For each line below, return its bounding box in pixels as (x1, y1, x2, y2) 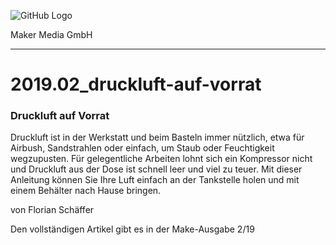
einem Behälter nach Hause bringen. (10, 185, 162, 197)
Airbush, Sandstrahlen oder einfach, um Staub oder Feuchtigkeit (10, 142, 275, 154)
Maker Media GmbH (10, 29, 93, 40)
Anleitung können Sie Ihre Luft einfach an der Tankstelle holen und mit (10, 174, 300, 186)
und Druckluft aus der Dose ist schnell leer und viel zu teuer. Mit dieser (10, 163, 303, 175)
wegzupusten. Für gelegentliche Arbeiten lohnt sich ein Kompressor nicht (10, 153, 313, 165)
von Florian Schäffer (10, 204, 95, 216)
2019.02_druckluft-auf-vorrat (10, 73, 262, 96)
